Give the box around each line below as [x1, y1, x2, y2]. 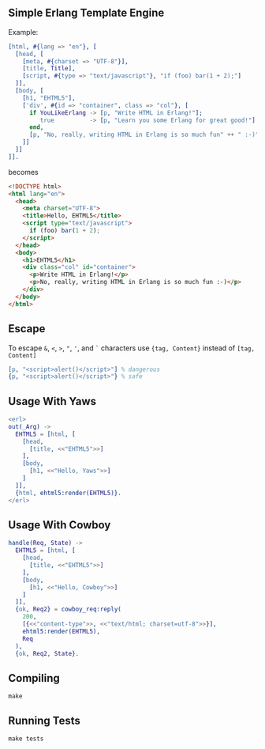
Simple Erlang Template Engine [8, 6, 165, 20]
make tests [8, 735, 44, 743]
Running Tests [8, 713, 80, 727]
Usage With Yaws [8, 395, 97, 408]
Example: [8, 27, 39, 36]
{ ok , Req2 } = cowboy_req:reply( [15, 605, 122, 614]
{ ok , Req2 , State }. [15, 649, 80, 657]
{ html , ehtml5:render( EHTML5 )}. [15, 489, 122, 497]
